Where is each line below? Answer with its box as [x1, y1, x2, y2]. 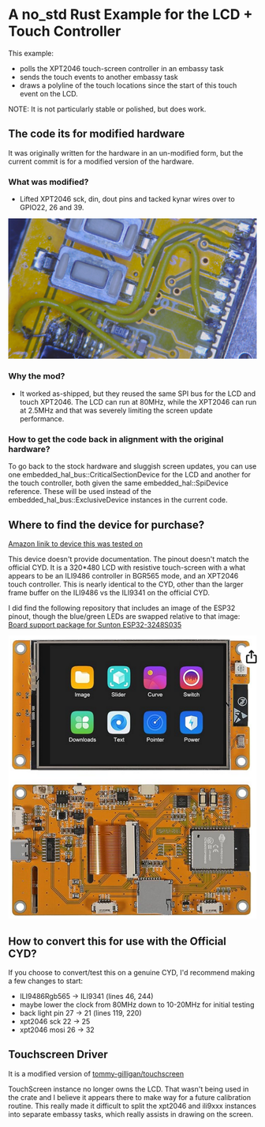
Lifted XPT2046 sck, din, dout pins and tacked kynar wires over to [19, 194, 235, 204]
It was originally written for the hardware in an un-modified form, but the [8, 148, 244, 157]
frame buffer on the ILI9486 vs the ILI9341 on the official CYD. [8, 587, 211, 597]
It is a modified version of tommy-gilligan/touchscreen [8, 1069, 185, 1078]
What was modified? [8, 176, 89, 187]
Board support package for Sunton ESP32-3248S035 [8, 620, 182, 629]
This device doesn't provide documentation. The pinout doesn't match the [8, 554, 250, 563]
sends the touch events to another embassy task [19, 72, 179, 81]
